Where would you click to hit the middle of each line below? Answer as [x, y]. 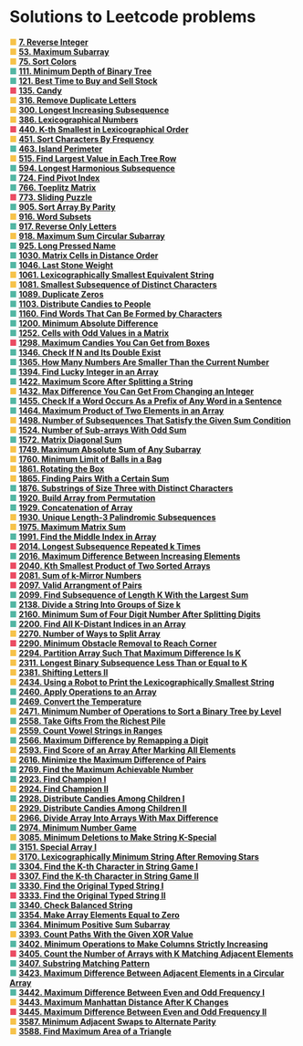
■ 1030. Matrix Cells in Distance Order [84, 255]
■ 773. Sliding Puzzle [51, 197]
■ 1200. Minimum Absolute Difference [84, 323]
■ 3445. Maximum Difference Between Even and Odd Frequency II [138, 1011]
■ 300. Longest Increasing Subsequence [89, 110]
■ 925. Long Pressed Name [63, 246]
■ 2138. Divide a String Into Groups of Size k [95, 604]
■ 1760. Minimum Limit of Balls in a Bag [86, 459]
